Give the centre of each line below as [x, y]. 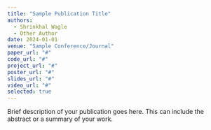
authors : [20, 20]
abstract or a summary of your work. [60, 119]
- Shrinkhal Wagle [41, 27]
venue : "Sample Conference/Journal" [61, 46]
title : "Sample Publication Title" [59, 14]
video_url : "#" [29, 85]
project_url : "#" [33, 66]
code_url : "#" [28, 59]
